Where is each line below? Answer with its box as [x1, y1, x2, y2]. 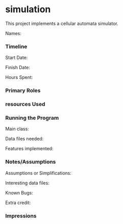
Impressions [5, 212, 37, 219]
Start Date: [5, 54, 28, 61]
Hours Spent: [5, 74, 33, 80]
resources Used [5, 101, 46, 108]
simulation [5, 4, 51, 15]
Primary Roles [5, 87, 41, 94]
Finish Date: [5, 65, 30, 71]
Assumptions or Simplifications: [5, 170, 72, 176]
